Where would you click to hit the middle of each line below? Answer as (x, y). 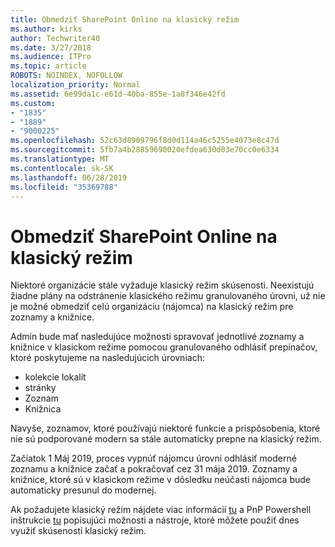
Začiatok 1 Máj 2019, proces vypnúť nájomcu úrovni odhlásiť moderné (153, 458)
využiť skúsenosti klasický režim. (78, 531)
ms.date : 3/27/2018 (51, 47)
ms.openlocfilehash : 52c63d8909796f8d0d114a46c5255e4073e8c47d (145, 141)
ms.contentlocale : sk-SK (62, 168)
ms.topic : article (48, 66)
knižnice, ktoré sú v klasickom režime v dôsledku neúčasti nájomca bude (160, 480)
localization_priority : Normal (75, 85)
